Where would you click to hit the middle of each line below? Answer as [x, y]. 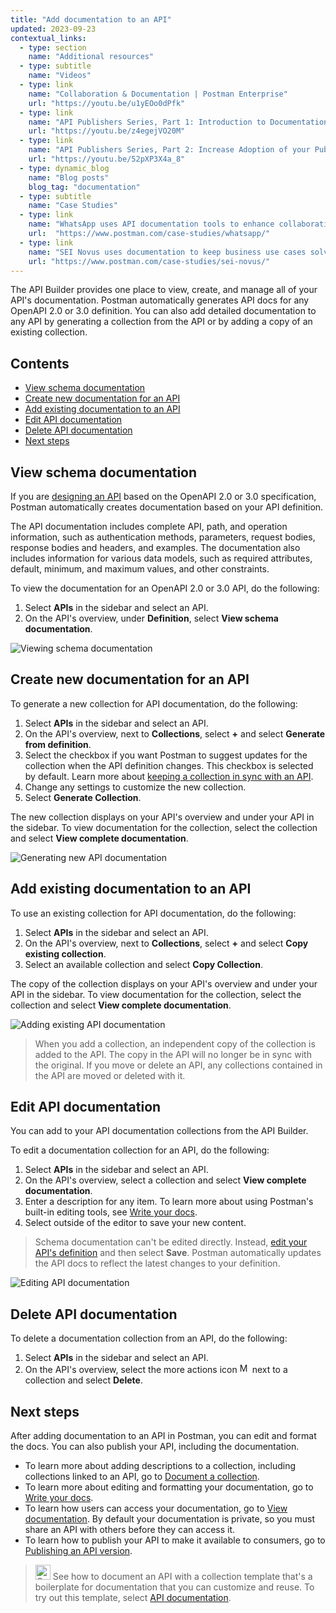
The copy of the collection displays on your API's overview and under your [164, 983]
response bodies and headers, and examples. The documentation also [155, 547]
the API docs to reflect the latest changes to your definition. [157, 1263]
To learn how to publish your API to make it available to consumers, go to [175, 1540]
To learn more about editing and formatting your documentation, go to [169, 1487]
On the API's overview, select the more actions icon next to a [156, 1370]
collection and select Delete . [83, 1380]
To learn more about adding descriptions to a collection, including [160, 1466]
